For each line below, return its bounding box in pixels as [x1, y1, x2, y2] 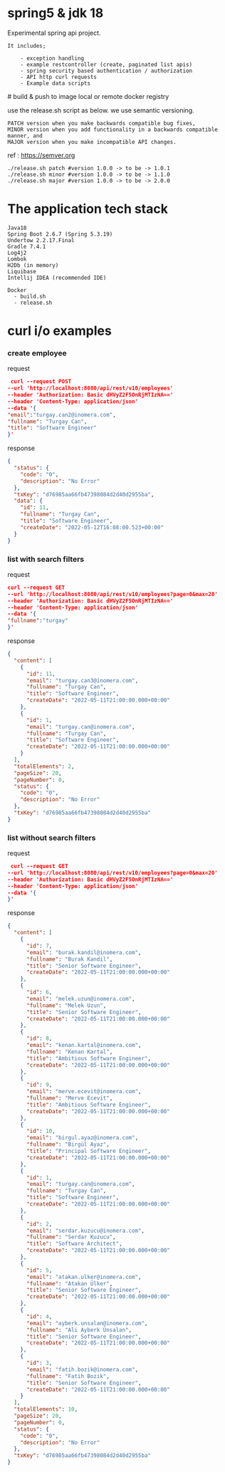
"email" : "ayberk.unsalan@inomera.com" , [26, 1320, 148, 1327]
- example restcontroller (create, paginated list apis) [20, 61, 193, 68]
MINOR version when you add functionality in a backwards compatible [7, 126, 219, 133]
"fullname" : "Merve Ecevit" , [26, 1095, 113, 1102]
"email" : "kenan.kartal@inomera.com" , [26, 1042, 142, 1049]
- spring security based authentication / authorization [20, 67, 193, 74]
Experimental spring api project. [7, 28, 101, 37]
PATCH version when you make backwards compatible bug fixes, [7, 120, 196, 127]
